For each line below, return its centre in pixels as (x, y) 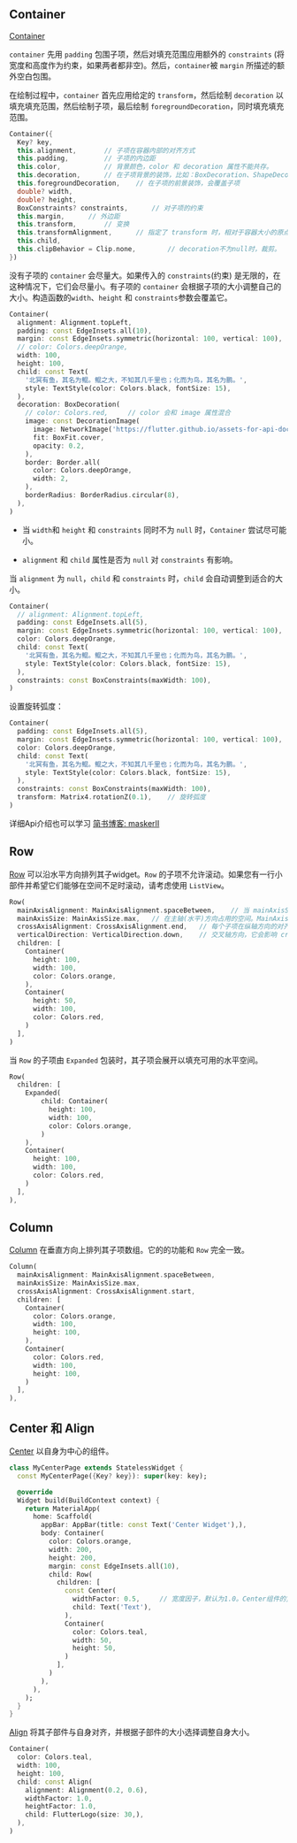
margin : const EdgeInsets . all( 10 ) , (114, 1566)
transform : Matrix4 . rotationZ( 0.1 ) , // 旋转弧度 (111, 797)
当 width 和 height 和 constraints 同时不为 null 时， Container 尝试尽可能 (154, 529)
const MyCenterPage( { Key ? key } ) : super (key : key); (112, 1476)
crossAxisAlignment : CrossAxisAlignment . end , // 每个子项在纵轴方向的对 (150, 927)
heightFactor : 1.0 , (61, 1807)
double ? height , (47, 200)
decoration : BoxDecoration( (69, 405)
